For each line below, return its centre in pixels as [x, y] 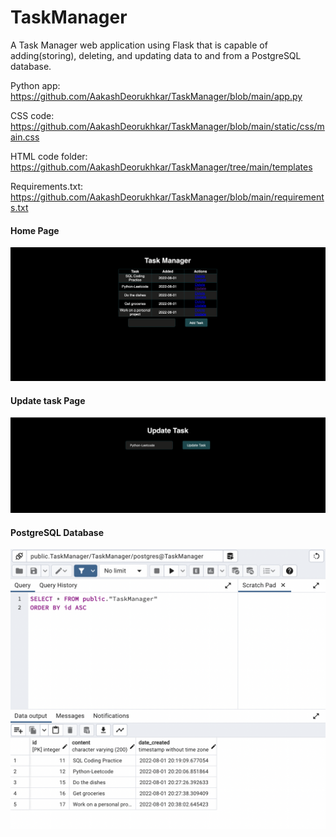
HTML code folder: [49, 156]
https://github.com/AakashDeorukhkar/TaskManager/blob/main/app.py [156, 96]
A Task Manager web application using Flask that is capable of [139, 45]
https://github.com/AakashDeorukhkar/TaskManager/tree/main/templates [161, 167]
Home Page [35, 230]
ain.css [25, 137]
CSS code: [32, 115]
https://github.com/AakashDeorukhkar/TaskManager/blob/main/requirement [167, 197]
